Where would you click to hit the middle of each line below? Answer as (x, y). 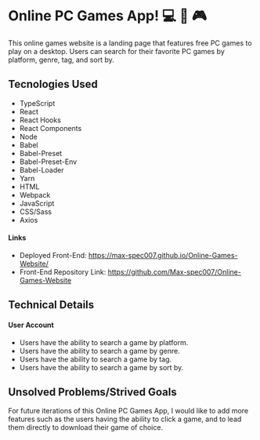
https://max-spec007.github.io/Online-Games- (163, 255)
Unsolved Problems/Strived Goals (93, 392)
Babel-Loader (42, 169)
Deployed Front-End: (53, 255)
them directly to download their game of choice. (85, 427)
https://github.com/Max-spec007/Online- (174, 271)
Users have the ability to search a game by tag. (96, 359)
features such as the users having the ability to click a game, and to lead (125, 419)
